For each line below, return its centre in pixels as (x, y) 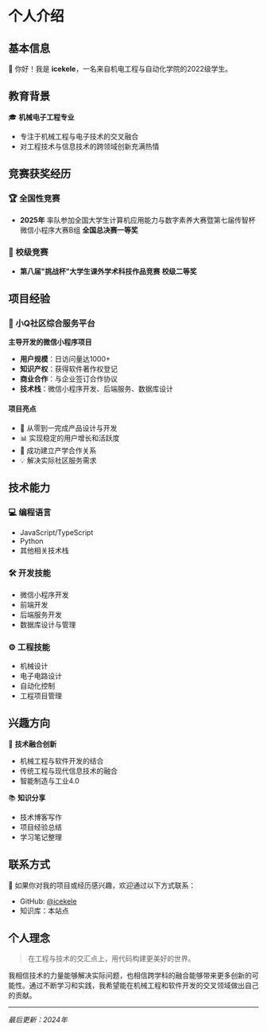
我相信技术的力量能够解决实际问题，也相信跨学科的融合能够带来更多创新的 (130, 975)
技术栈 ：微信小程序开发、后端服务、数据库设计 (96, 389)
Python (31, 541)
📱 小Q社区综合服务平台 (52, 323)
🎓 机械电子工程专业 (41, 117)
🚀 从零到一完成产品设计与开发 (68, 428)
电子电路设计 (41, 676)
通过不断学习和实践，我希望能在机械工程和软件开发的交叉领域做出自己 (144, 986)
